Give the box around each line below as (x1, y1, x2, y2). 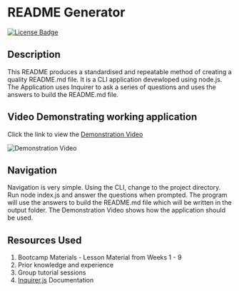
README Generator (7, 4, 126, 21)
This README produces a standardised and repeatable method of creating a (7, 67, 232, 76)
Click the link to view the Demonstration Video (7, 130, 143, 138)
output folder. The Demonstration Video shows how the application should (7, 206, 226, 215)
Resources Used (7, 234, 82, 246)
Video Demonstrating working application (7, 111, 198, 123)
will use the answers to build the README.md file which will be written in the (7, 198, 232, 207)
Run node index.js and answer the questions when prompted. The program (7, 190, 228, 200)
